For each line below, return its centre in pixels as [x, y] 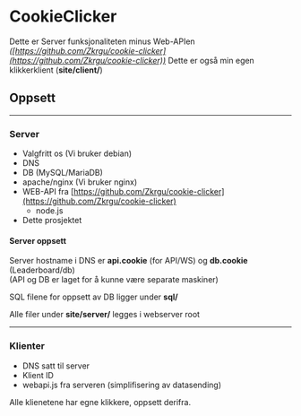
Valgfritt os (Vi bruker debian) [77, 153]
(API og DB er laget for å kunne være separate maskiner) [114, 280]
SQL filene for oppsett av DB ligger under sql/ [94, 297]
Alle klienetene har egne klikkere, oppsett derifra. [100, 402]
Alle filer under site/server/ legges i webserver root [104, 315]
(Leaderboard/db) [43, 270]
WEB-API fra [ [48, 192]
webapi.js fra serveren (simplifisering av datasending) [122, 385]
